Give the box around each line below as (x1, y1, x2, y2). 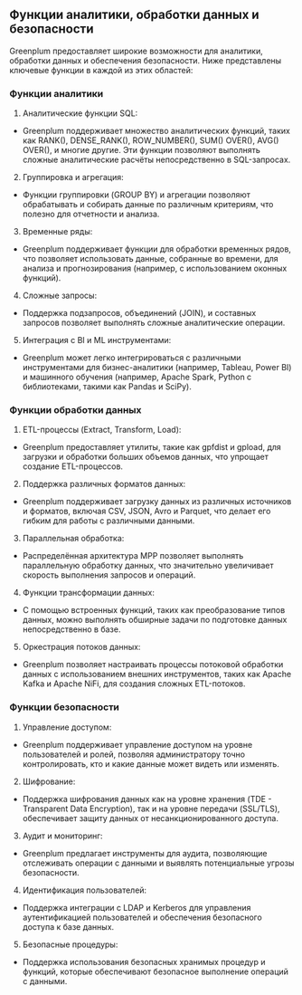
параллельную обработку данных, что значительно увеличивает (22, 560, 274, 571)
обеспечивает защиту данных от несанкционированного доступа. (22, 812, 278, 823)
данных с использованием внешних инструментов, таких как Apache (22, 669, 292, 680)
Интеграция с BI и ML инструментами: (22, 335, 172, 346)
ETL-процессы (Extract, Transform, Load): (22, 425, 182, 435)
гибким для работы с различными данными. (22, 515, 195, 526)
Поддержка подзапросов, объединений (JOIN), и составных (22, 308, 257, 319)
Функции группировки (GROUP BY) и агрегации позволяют (22, 189, 251, 200)
